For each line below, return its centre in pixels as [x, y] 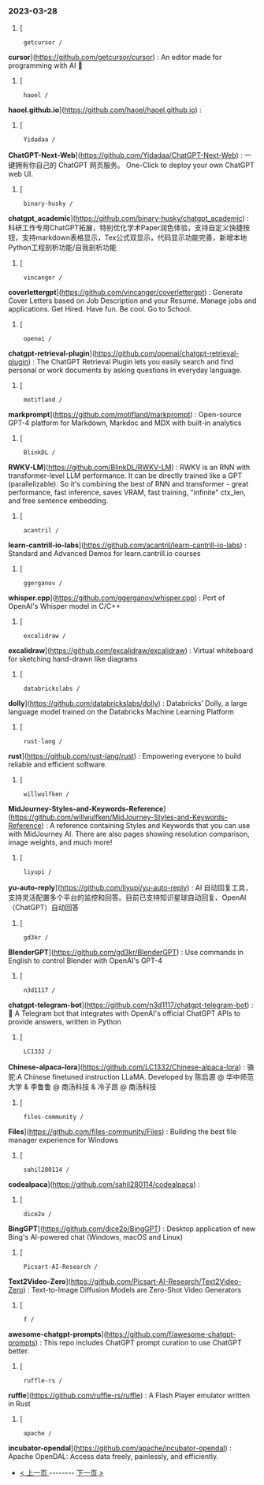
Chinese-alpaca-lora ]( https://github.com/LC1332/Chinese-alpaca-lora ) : [127, 1067]
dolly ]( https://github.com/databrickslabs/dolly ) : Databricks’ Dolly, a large [128, 703]
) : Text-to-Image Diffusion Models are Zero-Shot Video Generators [132, 1290]
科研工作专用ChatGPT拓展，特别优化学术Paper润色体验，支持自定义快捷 [126, 228]
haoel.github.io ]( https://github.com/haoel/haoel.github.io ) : [105, 110]
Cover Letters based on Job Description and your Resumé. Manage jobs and [132, 300]
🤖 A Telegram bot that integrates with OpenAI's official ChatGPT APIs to [125, 1013]
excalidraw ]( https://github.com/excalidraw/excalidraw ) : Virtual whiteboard [131, 651]
